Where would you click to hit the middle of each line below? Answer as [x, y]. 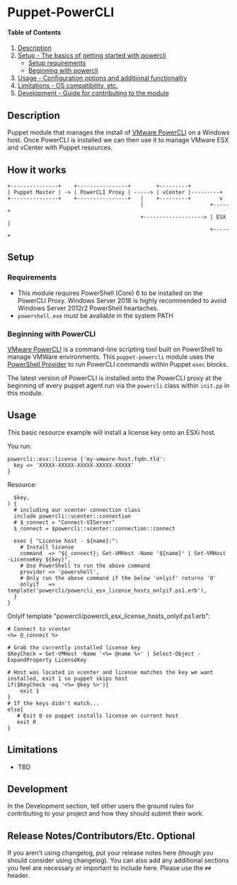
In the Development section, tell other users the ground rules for [101, 806]
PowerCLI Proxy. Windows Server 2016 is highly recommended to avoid [122, 300]
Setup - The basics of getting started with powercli [92, 56]
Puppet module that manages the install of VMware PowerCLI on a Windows [118, 132]
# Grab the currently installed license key [74, 647]
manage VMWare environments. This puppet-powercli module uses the [111, 357]
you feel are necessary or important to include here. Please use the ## [109, 868]
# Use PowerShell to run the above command [85, 566]
